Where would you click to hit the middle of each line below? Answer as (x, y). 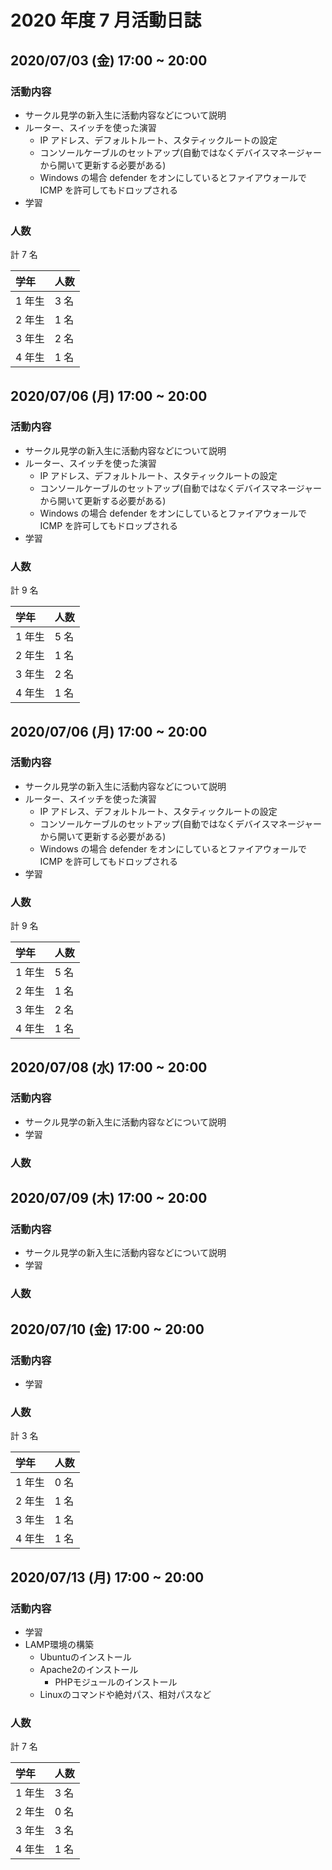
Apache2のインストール (89, 1670)
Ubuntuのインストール (85, 1657)
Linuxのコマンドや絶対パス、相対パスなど (125, 1695)
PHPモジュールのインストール (116, 1682)
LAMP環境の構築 (59, 1645)
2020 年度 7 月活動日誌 (106, 20)
